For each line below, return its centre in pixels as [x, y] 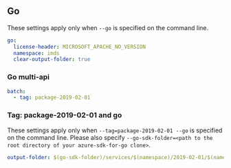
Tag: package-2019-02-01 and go [65, 115]
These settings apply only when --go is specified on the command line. [108, 27]
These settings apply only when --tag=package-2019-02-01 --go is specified [115, 130]
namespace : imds [36, 53]
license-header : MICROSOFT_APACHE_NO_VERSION [80, 47]
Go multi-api [29, 77]
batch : [16, 91]
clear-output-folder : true [52, 60]
